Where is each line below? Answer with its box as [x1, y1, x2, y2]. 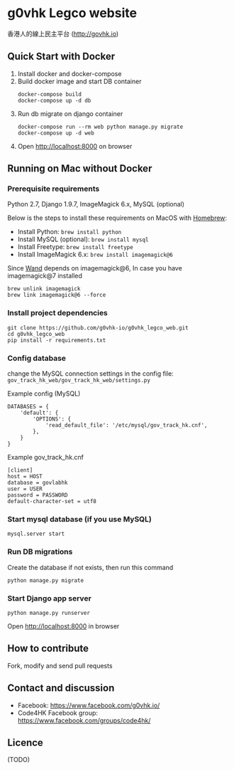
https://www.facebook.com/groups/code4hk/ [17, 716, 151, 724]
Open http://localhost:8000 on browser [17, 142, 133, 150]
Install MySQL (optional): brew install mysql [17, 235, 149, 243]
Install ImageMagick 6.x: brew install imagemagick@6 [17, 250, 174, 259]
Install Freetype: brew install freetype [17, 243, 133, 251]
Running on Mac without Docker [7, 162, 152, 175]
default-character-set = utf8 [7, 498, 97, 505]
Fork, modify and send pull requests [7, 661, 113, 670]
